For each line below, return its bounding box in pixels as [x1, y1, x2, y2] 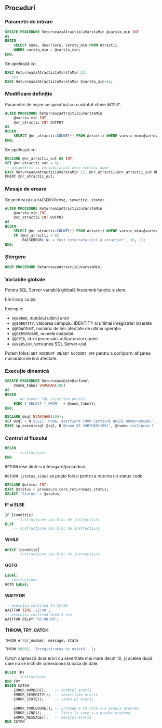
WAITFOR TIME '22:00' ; [5, 608, 51, 613]
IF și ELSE [5, 502, 25, 508]
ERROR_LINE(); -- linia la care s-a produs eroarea [13, 710, 131, 715]
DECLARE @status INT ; [5, 482, 49, 487]
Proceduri [5, 4, 36, 12]
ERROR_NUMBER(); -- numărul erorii [13, 688, 92, 693]
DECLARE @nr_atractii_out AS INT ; [5, 156, 75, 161]
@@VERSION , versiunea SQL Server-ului [12, 341, 87, 347]
